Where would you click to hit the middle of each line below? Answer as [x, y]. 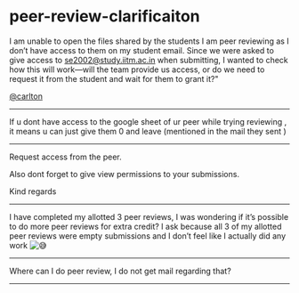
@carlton [26, 96]
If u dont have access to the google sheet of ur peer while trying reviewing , [148, 121]
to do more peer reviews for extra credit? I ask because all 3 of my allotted [145, 226]
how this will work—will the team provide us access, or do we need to [137, 69]
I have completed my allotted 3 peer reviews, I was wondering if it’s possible [149, 216]
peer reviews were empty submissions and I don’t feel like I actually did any [148, 236]
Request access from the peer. [65, 157]
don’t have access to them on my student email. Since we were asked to [141, 50]
